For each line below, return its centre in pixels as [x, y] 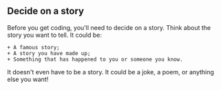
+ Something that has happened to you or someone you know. [95, 59]
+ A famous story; [33, 47]
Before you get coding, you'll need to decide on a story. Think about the [109, 27]
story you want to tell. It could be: [54, 35]
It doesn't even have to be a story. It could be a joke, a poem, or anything [111, 72]
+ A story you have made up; [49, 53]
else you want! [28, 79]
